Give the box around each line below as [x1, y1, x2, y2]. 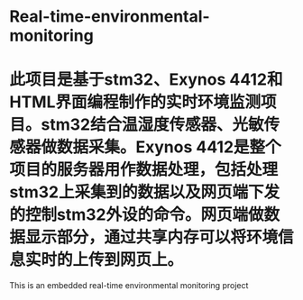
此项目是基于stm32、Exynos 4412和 [9, 69, 283, 90]
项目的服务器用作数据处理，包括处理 [9, 159, 279, 180]
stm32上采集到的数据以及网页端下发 [9, 182, 280, 203]
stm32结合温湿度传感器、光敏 [41, 114, 264, 135]
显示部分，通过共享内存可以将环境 [25, 227, 279, 248]
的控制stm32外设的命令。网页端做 [9, 205, 264, 225]
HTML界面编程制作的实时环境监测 [9, 92, 262, 113]
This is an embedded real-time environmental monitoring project [9, 280, 249, 291]
